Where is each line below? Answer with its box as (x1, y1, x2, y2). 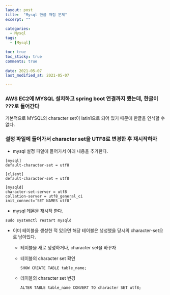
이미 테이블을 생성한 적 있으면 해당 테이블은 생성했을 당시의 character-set (12, 227, 159, 234)
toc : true (5, 49, 26, 54)
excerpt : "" (5, 17, 31, 22)
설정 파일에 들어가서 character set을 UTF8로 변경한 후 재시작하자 (5, 136, 158, 143)
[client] (5, 171, 24, 177)
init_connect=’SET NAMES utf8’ (5, 198, 72, 203)
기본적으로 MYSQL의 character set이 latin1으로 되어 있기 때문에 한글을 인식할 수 (5, 115, 165, 121)
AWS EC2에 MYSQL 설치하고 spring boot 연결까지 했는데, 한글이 (5, 95, 159, 102)
